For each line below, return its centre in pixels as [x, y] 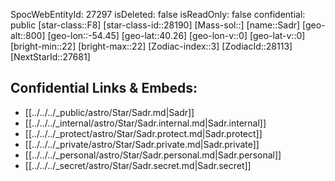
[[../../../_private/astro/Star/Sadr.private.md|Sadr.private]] [142, 144]
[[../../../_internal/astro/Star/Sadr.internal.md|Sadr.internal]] [145, 123]
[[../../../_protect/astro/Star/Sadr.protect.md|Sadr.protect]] [143, 133]
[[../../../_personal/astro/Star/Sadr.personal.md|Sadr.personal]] [153, 155]
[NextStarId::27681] [50, 57]
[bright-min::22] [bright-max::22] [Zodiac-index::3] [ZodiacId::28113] [151, 46]
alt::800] [28, 35]
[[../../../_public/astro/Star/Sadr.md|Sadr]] [109, 112]
